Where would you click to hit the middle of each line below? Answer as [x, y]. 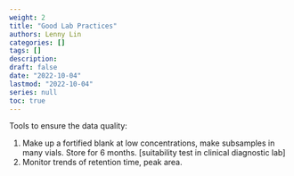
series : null [33, 92]
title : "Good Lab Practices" [63, 26]
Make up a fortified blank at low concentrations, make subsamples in [148, 143]
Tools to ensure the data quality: [68, 126]
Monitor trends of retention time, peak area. [102, 163]
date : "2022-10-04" [45, 76]
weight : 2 [28, 17]
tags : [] [25, 51]
